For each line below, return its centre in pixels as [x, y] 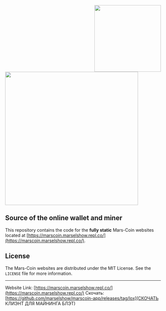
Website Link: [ [20, 288]
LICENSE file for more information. [39, 273]
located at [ [17, 235]
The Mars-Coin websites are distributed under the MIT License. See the [78, 268]
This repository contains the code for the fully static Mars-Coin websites [80, 230]
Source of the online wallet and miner [64, 218]
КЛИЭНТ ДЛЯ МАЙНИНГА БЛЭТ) [40, 303]
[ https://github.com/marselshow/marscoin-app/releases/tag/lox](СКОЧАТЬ [82, 298]
